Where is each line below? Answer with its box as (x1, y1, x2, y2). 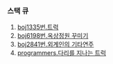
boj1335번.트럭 (17, 23, 59, 32)
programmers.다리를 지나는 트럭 (17, 49, 106, 57)
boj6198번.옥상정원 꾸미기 (17, 32, 89, 40)
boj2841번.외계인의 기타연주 (17, 40, 94, 49)
